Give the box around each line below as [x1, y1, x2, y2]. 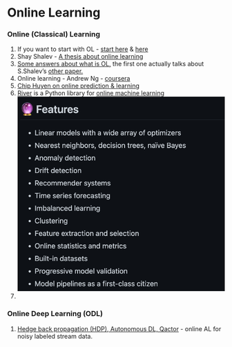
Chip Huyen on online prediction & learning [17, 81, 140, 90]
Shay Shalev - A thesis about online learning [17, 52, 144, 61]
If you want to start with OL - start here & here [17, 45, 148, 53]
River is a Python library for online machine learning [17, 89, 164, 97]
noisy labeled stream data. [17, 332, 93, 340]
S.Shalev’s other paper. [17, 67, 84, 75]
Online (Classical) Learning [7, 30, 101, 39]
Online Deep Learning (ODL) [7, 309, 104, 319]
